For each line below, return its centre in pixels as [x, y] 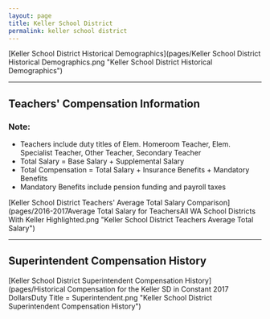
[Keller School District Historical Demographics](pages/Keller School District [135, 54]
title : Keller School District [61, 23]
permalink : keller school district [68, 31]
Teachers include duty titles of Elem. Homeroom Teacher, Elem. [125, 144]
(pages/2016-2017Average [52, 211]
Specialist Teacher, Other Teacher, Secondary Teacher [110, 153]
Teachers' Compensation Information [104, 104]
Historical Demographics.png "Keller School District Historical [110, 62]
